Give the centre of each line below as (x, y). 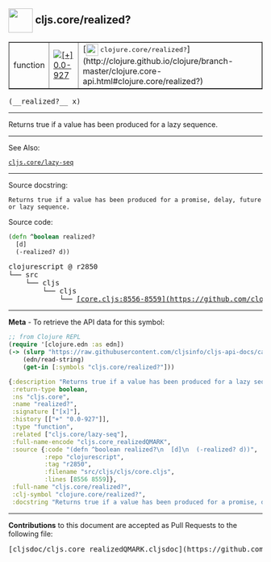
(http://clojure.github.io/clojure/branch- (158, 61)
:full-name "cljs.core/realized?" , (71, 487)
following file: (31, 534)
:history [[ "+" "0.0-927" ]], (61, 420)
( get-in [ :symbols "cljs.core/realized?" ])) (99, 367)
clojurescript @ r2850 (53, 267)
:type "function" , (43, 427)
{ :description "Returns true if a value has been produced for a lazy (129, 382)
